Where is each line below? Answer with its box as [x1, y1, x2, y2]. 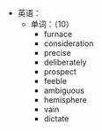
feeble [43, 76, 68, 86]
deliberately [43, 57, 87, 67]
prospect [43, 66, 77, 77]
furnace [43, 29, 73, 39]
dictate [43, 113, 69, 124]
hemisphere [43, 95, 88, 104]
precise [43, 48, 72, 58]
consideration [43, 38, 94, 49]
